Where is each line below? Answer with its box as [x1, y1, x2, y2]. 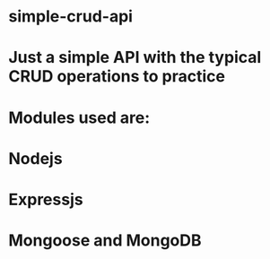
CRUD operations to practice [8, 66, 226, 87]
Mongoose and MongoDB [8, 230, 202, 251]
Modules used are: [8, 108, 150, 127]
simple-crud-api [8, 6, 134, 27]
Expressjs [8, 189, 83, 210]
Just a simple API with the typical [8, 47, 262, 68]
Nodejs [8, 148, 64, 168]
